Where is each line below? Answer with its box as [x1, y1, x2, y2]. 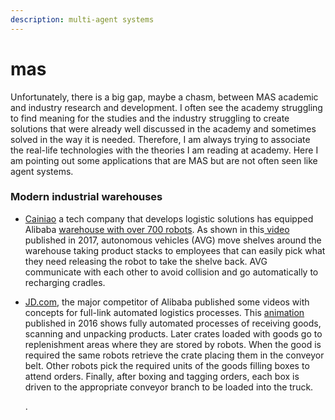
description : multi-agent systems [10, 14, 155, 25]
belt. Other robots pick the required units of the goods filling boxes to [24, 359, 310, 371]
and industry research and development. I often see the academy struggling [10, 101, 323, 113]
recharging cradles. [24, 276, 106, 288]
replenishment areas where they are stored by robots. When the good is [24, 338, 322, 350]
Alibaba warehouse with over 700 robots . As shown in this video [24, 223, 290, 235]
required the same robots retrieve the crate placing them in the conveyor [24, 349, 325, 361]
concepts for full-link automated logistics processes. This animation [24, 306, 305, 318]
